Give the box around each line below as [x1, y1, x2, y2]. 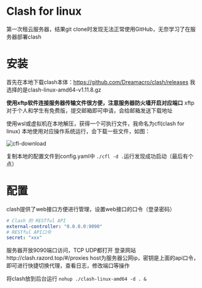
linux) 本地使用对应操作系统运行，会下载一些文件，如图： [6, 127, 151, 134]
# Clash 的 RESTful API [6, 217, 66, 224]
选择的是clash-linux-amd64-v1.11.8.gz [6, 86, 102, 93]
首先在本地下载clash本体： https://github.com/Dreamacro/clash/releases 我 [6, 78, 196, 85]
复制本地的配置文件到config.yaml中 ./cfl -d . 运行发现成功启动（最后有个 [6, 152, 194, 160]
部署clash [17, 33, 42, 41]
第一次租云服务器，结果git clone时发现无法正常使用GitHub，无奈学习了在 [6, 25, 191, 33]
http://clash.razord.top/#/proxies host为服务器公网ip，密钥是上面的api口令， [6, 254, 199, 262]
